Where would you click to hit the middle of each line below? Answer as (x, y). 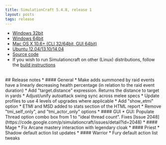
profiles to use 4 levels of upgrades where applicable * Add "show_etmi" (79, 101)
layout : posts (20, 14)
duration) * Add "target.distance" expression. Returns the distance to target (82, 91)
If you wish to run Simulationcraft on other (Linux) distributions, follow (83, 60)
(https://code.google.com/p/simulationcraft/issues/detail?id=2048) (74, 122)
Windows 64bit (28, 38)
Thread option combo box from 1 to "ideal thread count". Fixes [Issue (76, 117)
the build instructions (34, 65)
